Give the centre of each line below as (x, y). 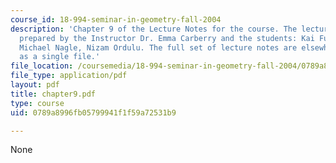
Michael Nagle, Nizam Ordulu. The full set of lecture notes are (158, 47)
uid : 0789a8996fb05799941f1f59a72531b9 (93, 112)
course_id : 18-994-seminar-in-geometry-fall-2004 (116, 19)
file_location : (42, 66)
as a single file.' (60, 57)
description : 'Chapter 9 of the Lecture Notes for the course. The (154, 29)
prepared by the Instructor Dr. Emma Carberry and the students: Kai (167, 38)
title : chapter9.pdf (53, 94)
